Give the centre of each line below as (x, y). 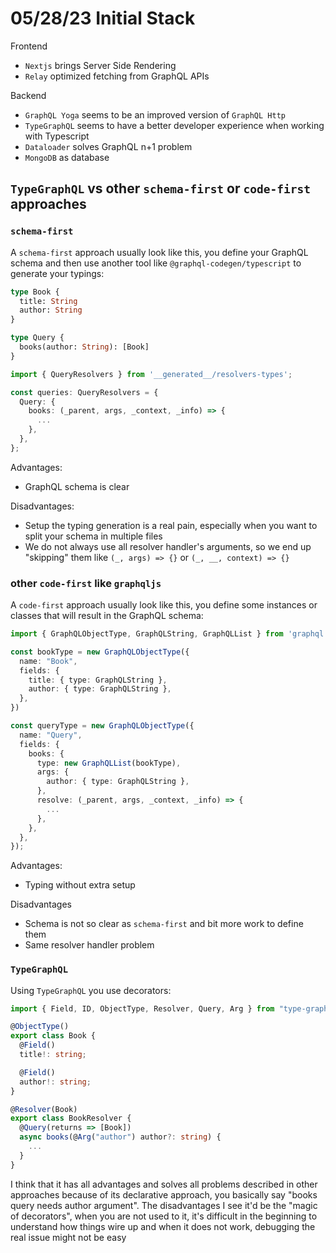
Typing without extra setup (80, 885)
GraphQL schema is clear (77, 486)
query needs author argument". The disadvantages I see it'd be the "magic (164, 1205)
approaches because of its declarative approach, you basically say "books (164, 1194)
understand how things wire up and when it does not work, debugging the (163, 1226)
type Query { (37, 338)
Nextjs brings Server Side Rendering (100, 65)
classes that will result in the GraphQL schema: (107, 616)
